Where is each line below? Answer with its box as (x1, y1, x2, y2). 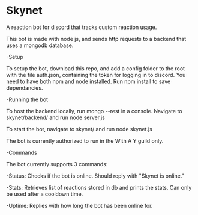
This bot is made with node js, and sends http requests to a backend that (6, 35, 187, 42)
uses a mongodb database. (6, 42, 74, 49)
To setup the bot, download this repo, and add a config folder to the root (6, 64, 185, 72)
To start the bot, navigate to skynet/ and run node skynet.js (6, 125, 153, 132)
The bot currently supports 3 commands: (6, 160, 108, 167)
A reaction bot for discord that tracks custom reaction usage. (6, 23, 157, 31)
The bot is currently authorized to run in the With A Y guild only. (6, 137, 164, 145)
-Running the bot (6, 96, 48, 103)
